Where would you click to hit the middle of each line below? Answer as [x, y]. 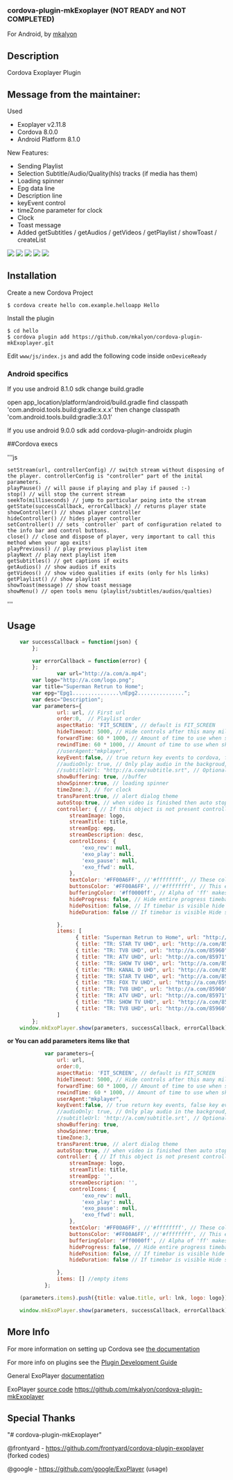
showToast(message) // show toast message [69, 585]
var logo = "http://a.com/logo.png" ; [84, 680]
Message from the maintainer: [74, 95]
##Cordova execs [33, 444]
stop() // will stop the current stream [67, 494]
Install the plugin [31, 318]
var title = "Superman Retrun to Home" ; [88, 687]
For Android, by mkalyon [42, 34]
